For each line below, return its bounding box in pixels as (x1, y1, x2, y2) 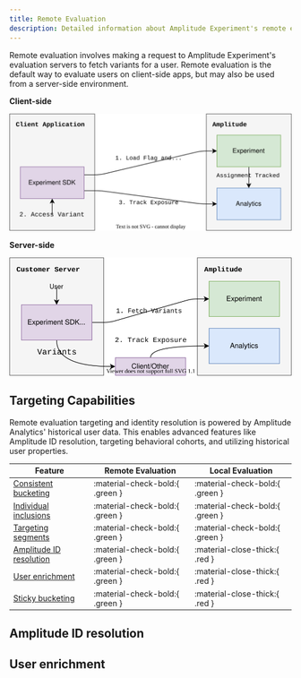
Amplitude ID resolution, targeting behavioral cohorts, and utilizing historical (9, 435, 289, 447)
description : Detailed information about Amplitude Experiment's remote (9, 23, 287, 33)
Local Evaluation (209, 466, 273, 476)
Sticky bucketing (13, 593, 75, 604)
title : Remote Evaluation (9, 14, 106, 23)
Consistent (13, 478, 54, 489)
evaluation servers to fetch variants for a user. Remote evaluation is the (9, 59, 271, 70)
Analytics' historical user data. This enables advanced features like (9, 426, 257, 437)
